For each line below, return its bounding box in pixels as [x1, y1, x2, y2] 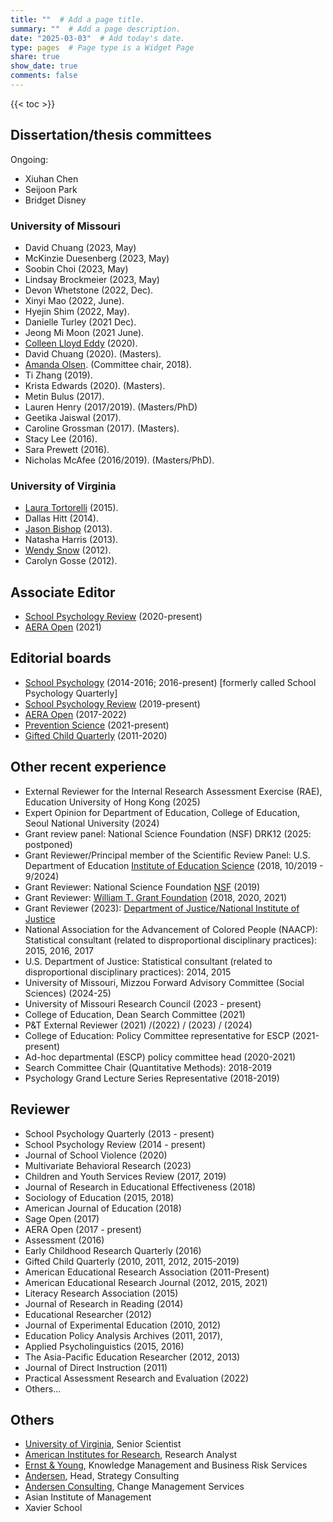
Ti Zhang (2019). [24, 369, 93, 381]
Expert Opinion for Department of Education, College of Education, [24, 806, 301, 818]
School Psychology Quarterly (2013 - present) [24, 1127, 215, 1140]
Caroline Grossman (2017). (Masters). [24, 422, 180, 434]
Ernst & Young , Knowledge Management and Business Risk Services [24, 1459, 308, 1471]
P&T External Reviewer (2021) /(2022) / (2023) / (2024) [24, 1019, 253, 1031]
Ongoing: [10, 153, 49, 165]
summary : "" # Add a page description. [10, 24, 182, 34]
